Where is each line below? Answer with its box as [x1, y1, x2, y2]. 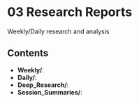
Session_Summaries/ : [17, 88, 82, 96]
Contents [7, 47, 49, 59]
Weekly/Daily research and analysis [7, 27, 110, 35]
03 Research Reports [7, 4, 133, 20]
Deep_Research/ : [17, 81, 69, 89]
